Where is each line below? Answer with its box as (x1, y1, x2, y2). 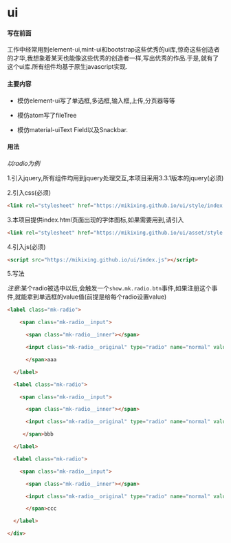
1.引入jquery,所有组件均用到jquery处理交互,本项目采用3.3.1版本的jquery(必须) (7, 173, 224, 182)
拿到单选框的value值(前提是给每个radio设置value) (27, 292, 167, 301)
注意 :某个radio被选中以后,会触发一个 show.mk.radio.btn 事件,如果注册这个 (7, 284, 212, 292)
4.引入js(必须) (7, 242, 46, 251)
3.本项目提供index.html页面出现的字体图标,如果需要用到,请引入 (7, 215, 184, 224)
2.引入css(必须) (7, 188, 52, 197)
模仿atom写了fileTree (16, 111, 77, 119)
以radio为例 (7, 159, 41, 167)
